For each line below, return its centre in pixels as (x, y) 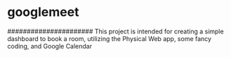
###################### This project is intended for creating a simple (115, 31)
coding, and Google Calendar (50, 46)
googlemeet (43, 12)
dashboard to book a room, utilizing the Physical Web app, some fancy (110, 38)
